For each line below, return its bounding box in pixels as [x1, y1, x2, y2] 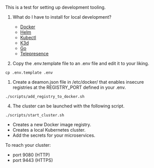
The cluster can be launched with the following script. [12, 103, 125, 109]
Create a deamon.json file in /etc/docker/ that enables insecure [12, 79, 144, 85]
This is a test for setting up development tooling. [5, 5, 106, 10]
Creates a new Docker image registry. [12, 122, 91, 128]
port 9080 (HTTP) [12, 152, 50, 158]
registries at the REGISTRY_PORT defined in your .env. [12, 84, 126, 90]
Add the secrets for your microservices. [12, 132, 95, 138]
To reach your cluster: [5, 142, 52, 148]
